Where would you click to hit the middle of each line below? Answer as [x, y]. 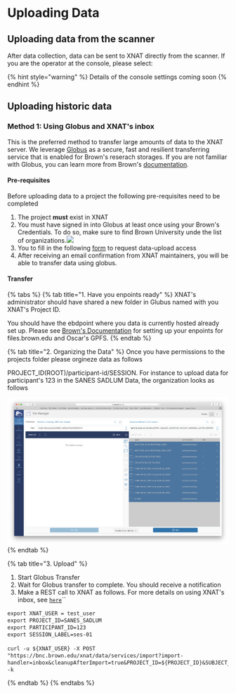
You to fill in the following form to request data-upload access [107, 248]
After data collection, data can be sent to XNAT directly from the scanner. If [116, 56]
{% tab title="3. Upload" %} [47, 564]
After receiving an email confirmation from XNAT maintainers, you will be [123, 255]
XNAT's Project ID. [34, 310]
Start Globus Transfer [48, 577]
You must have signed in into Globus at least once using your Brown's [118, 224]
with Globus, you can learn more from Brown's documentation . [98, 164]
